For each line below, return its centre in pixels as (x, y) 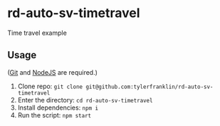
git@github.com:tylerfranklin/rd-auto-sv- (149, 87)
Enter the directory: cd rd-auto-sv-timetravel (85, 100)
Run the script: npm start (54, 115)
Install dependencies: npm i (58, 107)
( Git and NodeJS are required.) (53, 72)
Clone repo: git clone (50, 86)
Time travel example (37, 33)
